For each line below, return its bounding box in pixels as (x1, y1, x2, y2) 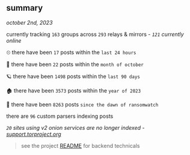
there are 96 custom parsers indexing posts (6, 112, 114, 120)
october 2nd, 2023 (6, 19, 53, 26)
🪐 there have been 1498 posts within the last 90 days (6, 73, 140, 80)
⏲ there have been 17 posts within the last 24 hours (6, 49, 136, 56)
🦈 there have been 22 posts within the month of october (6, 61, 144, 68)
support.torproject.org (6, 130, 61, 138)
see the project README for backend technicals (20, 142, 140, 149)
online (6, 37, 22, 44)
